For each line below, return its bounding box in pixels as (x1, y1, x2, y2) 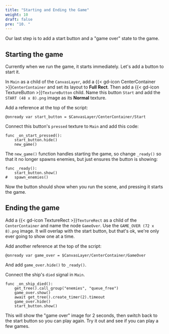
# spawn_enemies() (5, 175, 49, 180)
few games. (5, 323, 30, 329)
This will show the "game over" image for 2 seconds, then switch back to (5, 312, 158, 318)
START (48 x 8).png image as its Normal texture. (5, 95, 107, 101)
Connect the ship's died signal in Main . (5, 271, 85, 277)
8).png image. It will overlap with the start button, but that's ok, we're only (5, 228, 159, 234)
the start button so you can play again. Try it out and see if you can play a (5, 317, 158, 324)
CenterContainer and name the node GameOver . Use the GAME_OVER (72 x (5, 222, 154, 228)
